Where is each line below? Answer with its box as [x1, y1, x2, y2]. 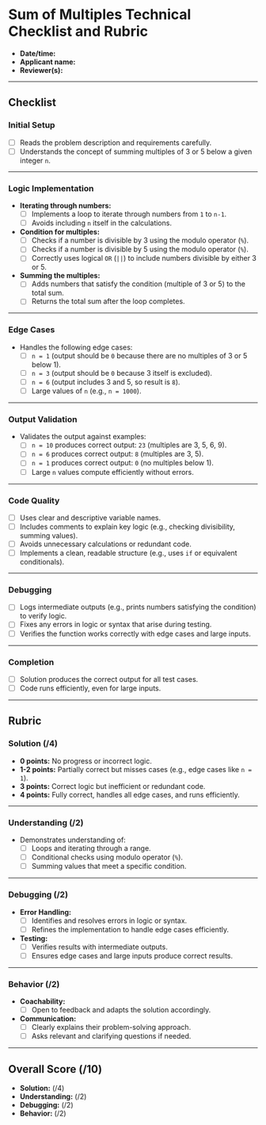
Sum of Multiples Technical [8, 6, 192, 24]
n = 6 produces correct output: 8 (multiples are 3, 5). [31, 450, 204, 459]
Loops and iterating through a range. [31, 844, 152, 853]
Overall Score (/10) [8, 1062, 103, 1076]
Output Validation [8, 414, 78, 425]
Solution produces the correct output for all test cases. [19, 674, 199, 683]
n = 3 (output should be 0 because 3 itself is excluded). [31, 368, 212, 377]
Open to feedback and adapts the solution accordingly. [31, 1005, 211, 1015]
